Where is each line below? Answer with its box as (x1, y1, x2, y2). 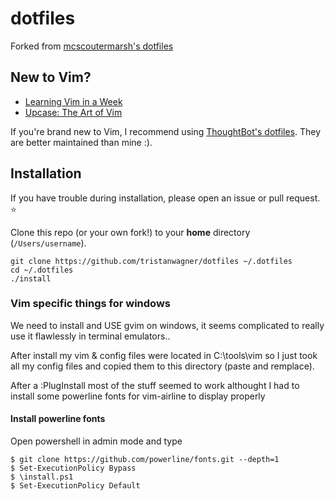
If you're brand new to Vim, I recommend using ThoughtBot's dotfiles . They (10, 125, 322, 137)
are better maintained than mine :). (10, 136, 153, 148)
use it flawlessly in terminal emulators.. (10, 330, 171, 342)
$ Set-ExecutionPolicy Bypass (10, 463, 137, 474)
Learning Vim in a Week (24, 95, 123, 107)
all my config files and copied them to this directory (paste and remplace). (10, 360, 315, 372)
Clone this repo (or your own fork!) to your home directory (10, 226, 251, 238)
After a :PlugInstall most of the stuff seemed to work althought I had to (10, 379, 300, 391)
